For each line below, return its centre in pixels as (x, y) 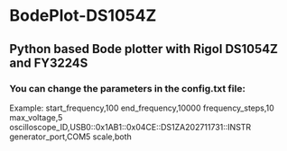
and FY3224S (49, 62)
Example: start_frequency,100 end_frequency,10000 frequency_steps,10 (142, 108)
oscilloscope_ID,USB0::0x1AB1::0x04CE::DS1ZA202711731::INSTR (130, 127)
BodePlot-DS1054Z (83, 16)
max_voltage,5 (36, 117)
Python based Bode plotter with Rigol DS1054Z (143, 49)
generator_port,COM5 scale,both (71, 137)
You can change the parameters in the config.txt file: (128, 88)
